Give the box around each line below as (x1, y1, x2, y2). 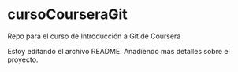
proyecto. (7, 55, 39, 64)
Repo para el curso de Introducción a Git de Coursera (7, 31, 181, 41)
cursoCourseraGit (7, 5, 128, 23)
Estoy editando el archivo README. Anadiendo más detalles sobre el (7, 46, 230, 56)
